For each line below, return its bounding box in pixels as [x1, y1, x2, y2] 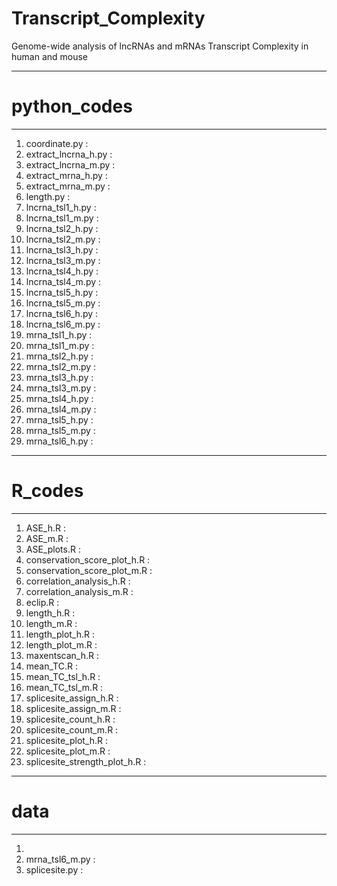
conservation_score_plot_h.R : [25, 553, 151, 566]
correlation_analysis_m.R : [25, 585, 134, 597]
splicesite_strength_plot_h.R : [25, 755, 147, 767]
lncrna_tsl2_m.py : [25, 233, 101, 245]
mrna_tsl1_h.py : [25, 328, 93, 341]
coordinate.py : [25, 137, 89, 149]
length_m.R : [25, 617, 78, 629]
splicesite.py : [25, 863, 84, 876]
